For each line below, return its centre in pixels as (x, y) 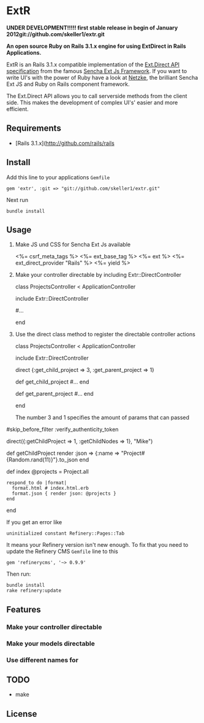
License (22, 713)
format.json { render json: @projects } (64, 494)
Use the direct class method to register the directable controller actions (105, 334)
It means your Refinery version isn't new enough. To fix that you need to (97, 545)
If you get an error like (34, 522)
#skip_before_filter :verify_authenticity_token (62, 430)
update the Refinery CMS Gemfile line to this (62, 551)
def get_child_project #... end (52, 382)
